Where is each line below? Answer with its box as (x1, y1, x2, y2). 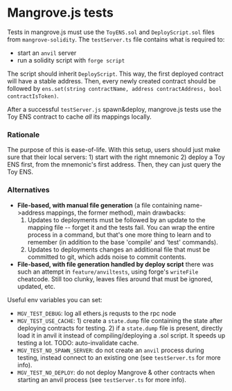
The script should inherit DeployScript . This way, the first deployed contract (7, 69, 224, 78)
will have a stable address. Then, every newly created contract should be (7, 76, 216, 85)
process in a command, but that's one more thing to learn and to (27, 231, 211, 239)
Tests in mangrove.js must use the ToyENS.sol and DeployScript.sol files (7, 28, 215, 36)
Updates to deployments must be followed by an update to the (27, 215, 206, 224)
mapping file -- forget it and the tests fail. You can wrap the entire (27, 223, 215, 231)
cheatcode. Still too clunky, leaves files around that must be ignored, (17, 274, 213, 283)
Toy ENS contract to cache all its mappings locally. (7, 113, 152, 121)
